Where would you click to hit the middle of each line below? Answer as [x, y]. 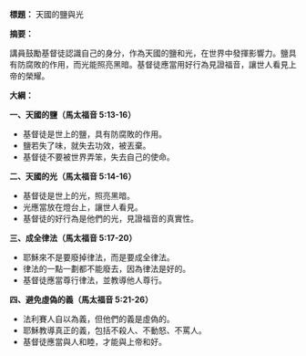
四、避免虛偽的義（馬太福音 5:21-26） [81, 299]
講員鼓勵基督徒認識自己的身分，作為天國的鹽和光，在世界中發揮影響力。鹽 [149, 53]
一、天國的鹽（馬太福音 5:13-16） [73, 115]
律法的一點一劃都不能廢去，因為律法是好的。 [107, 269]
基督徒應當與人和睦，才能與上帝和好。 [94, 342]
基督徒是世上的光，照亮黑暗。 [78, 196]
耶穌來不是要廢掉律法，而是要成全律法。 [98, 257]
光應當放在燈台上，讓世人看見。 [82, 207]
